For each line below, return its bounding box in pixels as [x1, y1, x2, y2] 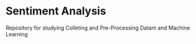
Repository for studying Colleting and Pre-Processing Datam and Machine [5, 24, 191, 31]
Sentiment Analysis [5, 4, 106, 18]
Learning [5, 30, 28, 37]
